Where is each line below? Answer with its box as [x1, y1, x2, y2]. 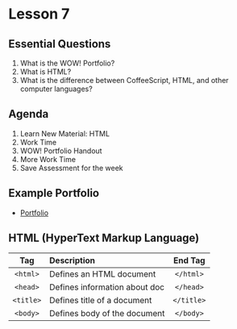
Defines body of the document [49, 308, 165, 319]
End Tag [173, 255, 206, 266]
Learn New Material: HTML [19, 128, 110, 138]
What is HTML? [19, 67, 72, 77]
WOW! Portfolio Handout [19, 146, 102, 156]
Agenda [8, 107, 49, 121]
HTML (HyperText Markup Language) [8, 231, 200, 245]
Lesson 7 [8, 5, 70, 23]
